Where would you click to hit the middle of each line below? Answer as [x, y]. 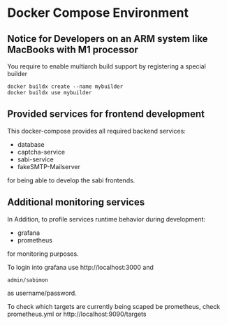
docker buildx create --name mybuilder [65, 87]
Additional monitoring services [76, 202]
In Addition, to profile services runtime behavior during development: [107, 219]
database [31, 144]
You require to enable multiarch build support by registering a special [107, 66]
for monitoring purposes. [43, 254]
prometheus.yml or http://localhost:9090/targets [77, 314]
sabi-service [35, 159]
